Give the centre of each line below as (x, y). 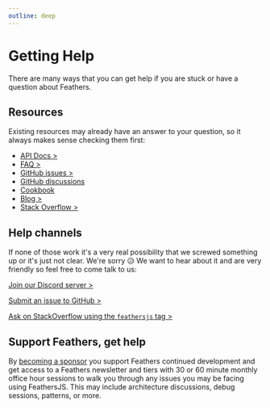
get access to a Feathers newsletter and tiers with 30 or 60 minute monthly (133, 370)
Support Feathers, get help (77, 341)
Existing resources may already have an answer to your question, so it (125, 132)
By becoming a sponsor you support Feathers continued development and (132, 361)
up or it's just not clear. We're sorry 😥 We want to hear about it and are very (135, 261)
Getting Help (52, 55)
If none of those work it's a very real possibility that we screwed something (133, 252)
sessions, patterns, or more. (55, 395)
